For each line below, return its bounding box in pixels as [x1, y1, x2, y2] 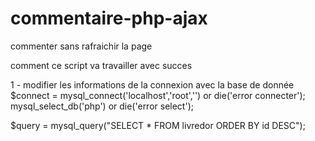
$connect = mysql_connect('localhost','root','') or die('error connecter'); [10, 89, 306, 101]
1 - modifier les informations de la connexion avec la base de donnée [10, 78, 295, 91]
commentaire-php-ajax [10, 7, 208, 30]
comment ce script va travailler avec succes [10, 59, 193, 71]
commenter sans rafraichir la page [10, 40, 153, 52]
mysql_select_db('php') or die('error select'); [10, 100, 194, 112]
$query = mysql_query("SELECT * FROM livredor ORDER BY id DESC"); [10, 119, 306, 131]
